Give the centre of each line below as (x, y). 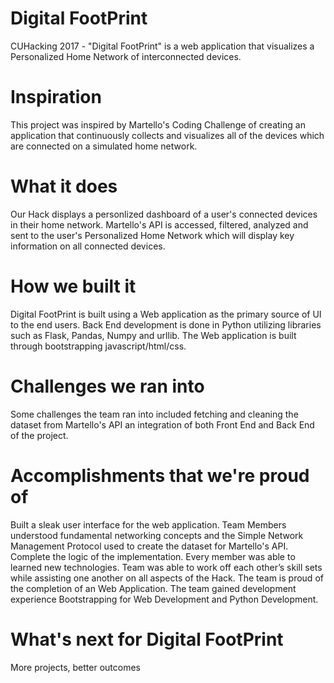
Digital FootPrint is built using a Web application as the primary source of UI (166, 314)
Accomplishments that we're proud (160, 475)
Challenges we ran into (107, 386)
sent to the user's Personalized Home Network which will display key (152, 235)
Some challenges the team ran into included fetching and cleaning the (154, 414)
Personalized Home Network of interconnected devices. (126, 56)
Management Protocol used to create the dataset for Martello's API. (149, 546)
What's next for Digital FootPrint (147, 639)
